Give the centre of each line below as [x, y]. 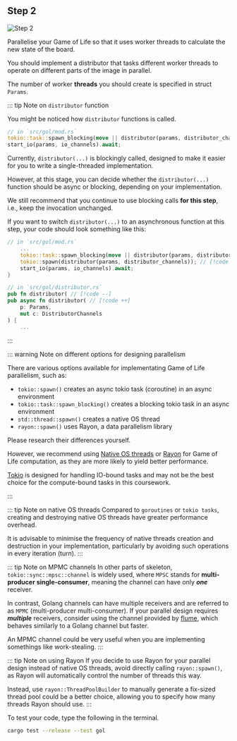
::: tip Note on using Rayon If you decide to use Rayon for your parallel [109, 660]
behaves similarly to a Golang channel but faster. [78, 625]
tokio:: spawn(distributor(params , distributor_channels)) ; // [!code [124, 262]
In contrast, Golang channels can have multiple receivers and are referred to [118, 603]
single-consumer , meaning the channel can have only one [122, 582]
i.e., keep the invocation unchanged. [60, 208]
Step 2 [22, 11]
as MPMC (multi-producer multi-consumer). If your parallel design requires [113, 611]
